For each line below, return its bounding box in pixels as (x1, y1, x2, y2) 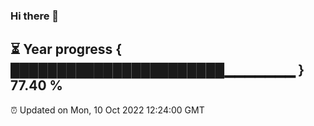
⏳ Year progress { (10, 41, 123, 58)
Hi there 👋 (10, 9, 60, 23)
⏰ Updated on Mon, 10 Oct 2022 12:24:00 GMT (10, 104, 205, 116)
